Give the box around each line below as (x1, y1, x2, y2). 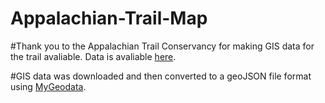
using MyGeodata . (10, 80, 87, 92)
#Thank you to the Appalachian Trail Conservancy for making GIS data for (10, 40, 315, 52)
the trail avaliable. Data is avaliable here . (10, 50, 177, 62)
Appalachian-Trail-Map (10, 7, 208, 30)
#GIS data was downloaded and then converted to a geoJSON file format (10, 70, 312, 82)
